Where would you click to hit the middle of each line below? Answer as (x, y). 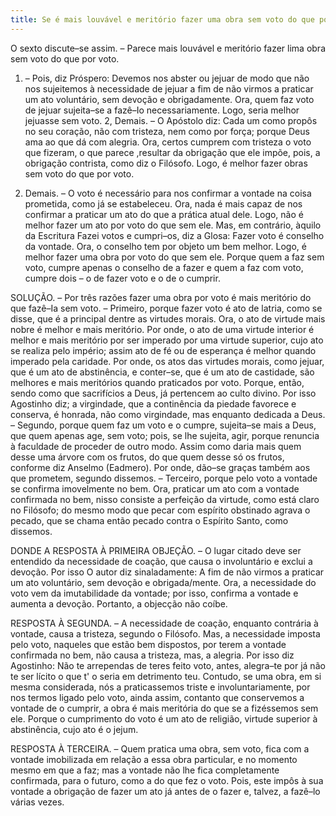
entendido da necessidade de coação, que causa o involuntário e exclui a (161, 561)
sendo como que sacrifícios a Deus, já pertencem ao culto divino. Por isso (163, 393)
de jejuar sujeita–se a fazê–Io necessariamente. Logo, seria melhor (162, 110)
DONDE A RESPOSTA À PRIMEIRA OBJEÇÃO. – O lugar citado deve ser (156, 550)
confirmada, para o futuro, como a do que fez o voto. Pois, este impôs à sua (167, 780)
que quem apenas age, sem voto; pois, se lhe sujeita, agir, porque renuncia (165, 435)
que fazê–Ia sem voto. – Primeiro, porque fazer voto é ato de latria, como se (166, 308)
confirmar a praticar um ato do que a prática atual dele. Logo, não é (164, 214)
